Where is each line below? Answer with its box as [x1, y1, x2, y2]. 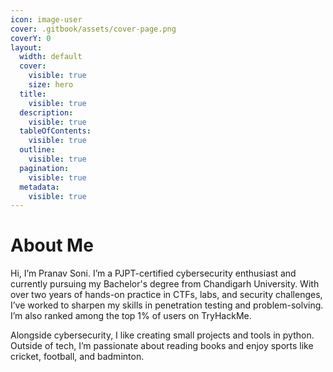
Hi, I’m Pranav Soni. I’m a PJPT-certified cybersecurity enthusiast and [10, 267, 297, 280]
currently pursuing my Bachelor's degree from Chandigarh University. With [10, 278, 320, 290]
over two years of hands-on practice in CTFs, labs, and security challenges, [10, 289, 323, 301]
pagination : [19, 163, 70, 173]
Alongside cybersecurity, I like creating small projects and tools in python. [10, 329, 315, 341]
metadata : [19, 182, 60, 192]
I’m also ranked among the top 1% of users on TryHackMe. [10, 310, 252, 322]
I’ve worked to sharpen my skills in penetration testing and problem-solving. [10, 299, 324, 311]
